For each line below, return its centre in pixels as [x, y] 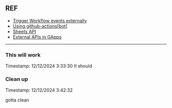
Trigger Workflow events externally [50, 20]
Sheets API [24, 31]
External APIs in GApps [37, 37]
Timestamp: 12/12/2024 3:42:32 [39, 90]
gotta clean [17, 100]
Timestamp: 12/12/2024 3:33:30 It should [49, 66]
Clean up [17, 79]
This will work [23, 55]
